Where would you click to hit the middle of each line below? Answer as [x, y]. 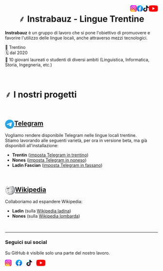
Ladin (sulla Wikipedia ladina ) [41, 211]
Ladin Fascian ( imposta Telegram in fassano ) [57, 165]
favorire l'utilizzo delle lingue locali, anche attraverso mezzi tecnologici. [76, 38]
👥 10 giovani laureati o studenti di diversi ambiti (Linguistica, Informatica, [77, 60]
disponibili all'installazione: [32, 145]
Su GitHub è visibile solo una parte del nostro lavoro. [57, 253]
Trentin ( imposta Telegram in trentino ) [50, 155]
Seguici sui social [26, 242]
